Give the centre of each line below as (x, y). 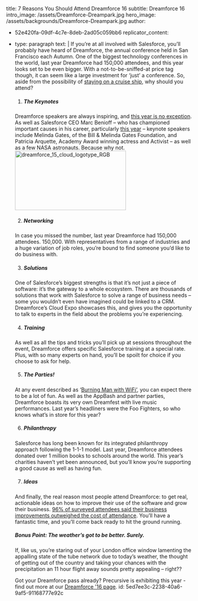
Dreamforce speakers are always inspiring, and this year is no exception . (103, 116)
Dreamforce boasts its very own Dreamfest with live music (86, 402)
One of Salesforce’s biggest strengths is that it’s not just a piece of (95, 282)
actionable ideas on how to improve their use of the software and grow (101, 503)
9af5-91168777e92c (39, 593)
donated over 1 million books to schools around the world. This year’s (99, 455)
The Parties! (39, 375)
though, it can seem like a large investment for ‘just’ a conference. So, (100, 75)
